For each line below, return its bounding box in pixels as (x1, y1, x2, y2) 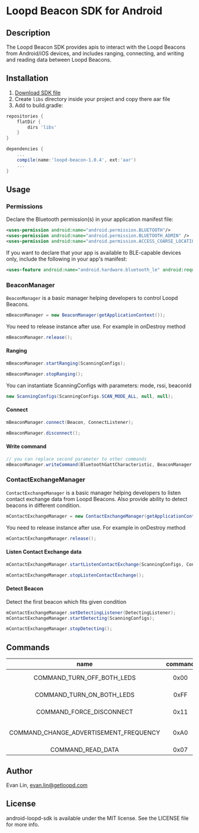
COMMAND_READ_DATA (50, 746, 120, 754)
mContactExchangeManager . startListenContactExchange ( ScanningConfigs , (6, 561, 184, 568)
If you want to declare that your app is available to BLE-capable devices (6, 249, 182, 256)
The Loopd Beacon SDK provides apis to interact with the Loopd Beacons (6, 43, 186, 50)
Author (6, 766, 33, 776)
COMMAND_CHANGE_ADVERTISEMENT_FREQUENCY (9, 729, 161, 737)
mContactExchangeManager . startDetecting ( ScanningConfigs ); (6, 615, 155, 621)
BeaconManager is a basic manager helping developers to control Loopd (6, 294, 178, 302)
